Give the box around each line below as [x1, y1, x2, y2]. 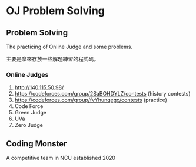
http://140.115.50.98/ [14, 84, 64, 91]
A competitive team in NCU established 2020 [6, 155, 116, 162]
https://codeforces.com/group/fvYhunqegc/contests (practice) [14, 96, 168, 104]
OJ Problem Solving [6, 4, 105, 18]
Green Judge [14, 109, 47, 116]
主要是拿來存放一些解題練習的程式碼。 [6, 55, 99, 63]
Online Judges [6, 70, 49, 78]
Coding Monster [6, 139, 67, 149]
